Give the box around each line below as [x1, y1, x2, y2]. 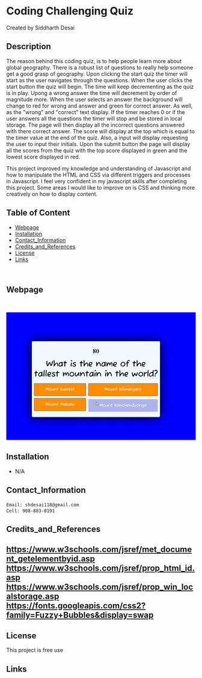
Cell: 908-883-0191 [6, 507, 55, 514]
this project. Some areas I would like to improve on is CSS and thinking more [6, 184, 195, 191]
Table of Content [6, 208, 70, 218]
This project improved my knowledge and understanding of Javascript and [6, 165, 191, 172]
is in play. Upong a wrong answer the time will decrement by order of [6, 89, 177, 97]
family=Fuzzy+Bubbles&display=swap [6, 610, 154, 620]
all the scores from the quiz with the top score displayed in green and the [6, 147, 188, 154]
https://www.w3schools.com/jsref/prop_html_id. [6, 563, 195, 574]
